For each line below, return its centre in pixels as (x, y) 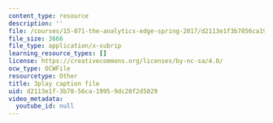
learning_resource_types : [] (58, 53)
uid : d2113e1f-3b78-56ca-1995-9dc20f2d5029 (83, 91)
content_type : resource (49, 16)
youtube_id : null (45, 106)
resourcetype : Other (43, 76)
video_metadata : (36, 99)
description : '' (36, 23)
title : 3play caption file (54, 83)
